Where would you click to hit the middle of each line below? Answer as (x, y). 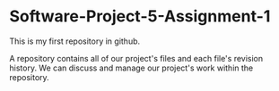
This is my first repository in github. (75, 41)
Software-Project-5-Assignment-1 (140, 17)
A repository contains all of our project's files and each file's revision (136, 58)
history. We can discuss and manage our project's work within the (131, 68)
